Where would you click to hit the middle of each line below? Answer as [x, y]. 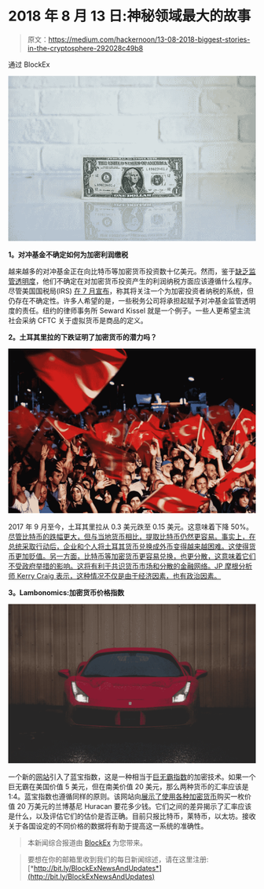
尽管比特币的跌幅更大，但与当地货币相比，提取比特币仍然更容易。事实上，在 [132, 537]
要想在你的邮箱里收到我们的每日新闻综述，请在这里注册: [118, 859]
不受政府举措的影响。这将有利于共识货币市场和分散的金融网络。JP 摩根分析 [130, 566]
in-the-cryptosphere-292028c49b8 [85, 48]
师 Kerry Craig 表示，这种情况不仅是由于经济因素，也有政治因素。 [115, 576]
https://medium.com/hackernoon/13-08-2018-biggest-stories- [149, 39]
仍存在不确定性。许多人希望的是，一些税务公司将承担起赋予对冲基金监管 [125, 300]
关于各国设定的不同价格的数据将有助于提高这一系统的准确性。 [108, 825]
